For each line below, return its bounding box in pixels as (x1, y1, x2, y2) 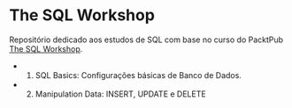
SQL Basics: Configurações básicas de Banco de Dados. (35, 69, 242, 80)
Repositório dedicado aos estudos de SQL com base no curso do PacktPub (9, 34, 284, 45)
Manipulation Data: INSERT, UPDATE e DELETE (35, 89, 206, 99)
